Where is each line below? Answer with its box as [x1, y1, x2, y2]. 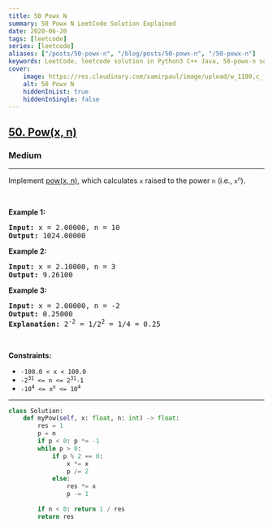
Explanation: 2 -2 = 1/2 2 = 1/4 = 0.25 [8, 317, 161, 329]
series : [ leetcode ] [8, 42, 75, 50]
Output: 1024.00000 [8, 231, 86, 240]
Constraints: [8, 351, 52, 360]
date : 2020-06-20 [8, 27, 67, 35]
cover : [8, 65, 31, 73]
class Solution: [8, 407, 63, 415]
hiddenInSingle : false [23, 95, 100, 103]
